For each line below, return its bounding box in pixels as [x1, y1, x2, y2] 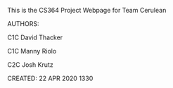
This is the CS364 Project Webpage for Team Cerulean [7, 6, 167, 14]
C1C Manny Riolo [7, 47, 57, 55]
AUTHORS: [7, 20, 39, 27]
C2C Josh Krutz [7, 61, 54, 69]
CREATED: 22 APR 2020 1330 [7, 74, 94, 82]
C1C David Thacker [7, 33, 63, 42]
